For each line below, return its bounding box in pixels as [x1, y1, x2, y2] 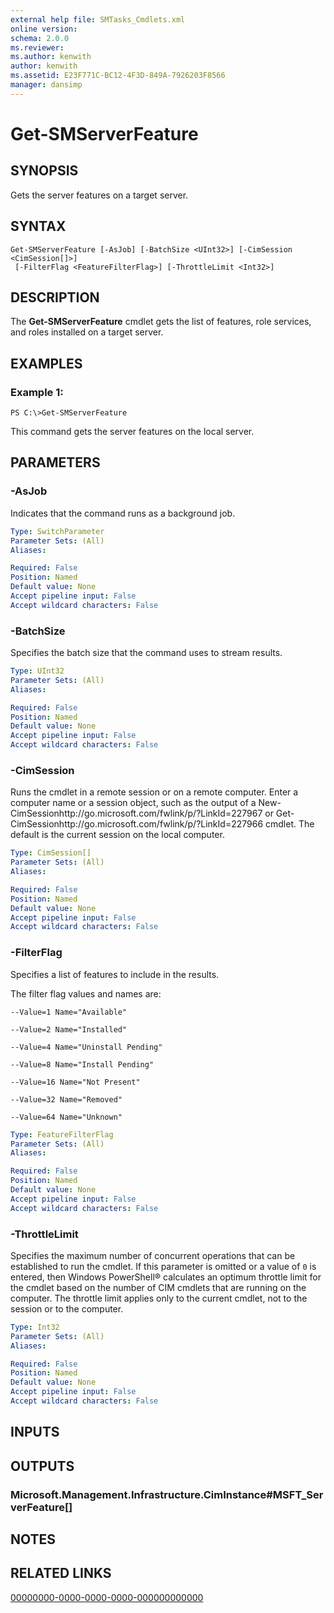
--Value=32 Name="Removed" [10, 1094, 123, 1105]
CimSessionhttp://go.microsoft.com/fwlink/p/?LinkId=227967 [10, 807, 263, 820]
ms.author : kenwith [10, 52, 92, 62]
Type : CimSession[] [10, 848, 92, 858]
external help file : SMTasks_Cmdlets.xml [10, 14, 186, 25]
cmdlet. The [264, 818, 315, 830]
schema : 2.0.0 [10, 33, 70, 43]
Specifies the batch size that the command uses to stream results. [10, 647, 283, 659]
